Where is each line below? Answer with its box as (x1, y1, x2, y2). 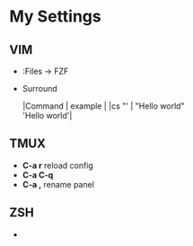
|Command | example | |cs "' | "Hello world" (22, 101, 186, 111)
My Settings (9, 6, 101, 27)
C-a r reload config (22, 160, 94, 171)
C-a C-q (22, 169, 54, 180)
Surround (22, 83, 58, 93)
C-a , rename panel (22, 179, 94, 189)
